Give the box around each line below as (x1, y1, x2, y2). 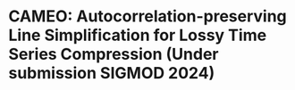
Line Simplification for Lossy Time (8, 25, 267, 45)
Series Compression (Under (8, 45, 220, 64)
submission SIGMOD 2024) (8, 63, 215, 84)
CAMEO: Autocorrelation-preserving (8, 6, 287, 27)
